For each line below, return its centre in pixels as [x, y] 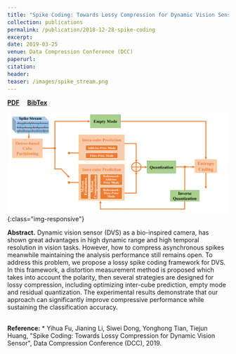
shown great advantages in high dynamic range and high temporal [103, 240]
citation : [22, 67]
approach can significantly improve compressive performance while [106, 299]
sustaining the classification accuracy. [63, 307]
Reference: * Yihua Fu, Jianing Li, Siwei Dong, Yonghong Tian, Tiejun [108, 328]
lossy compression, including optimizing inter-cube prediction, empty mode [117, 284]
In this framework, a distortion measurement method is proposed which [111, 270]
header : [19, 74]
